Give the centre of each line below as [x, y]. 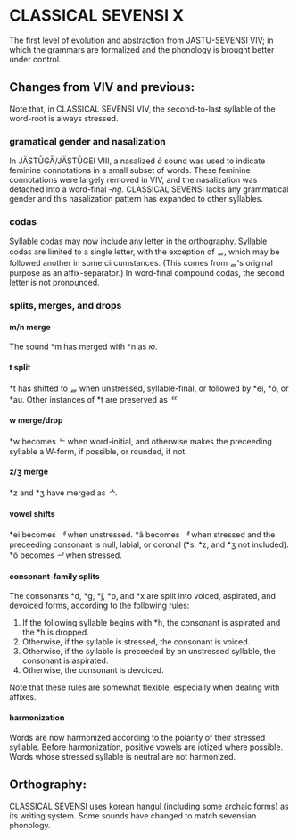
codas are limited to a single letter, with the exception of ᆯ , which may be [145, 252]
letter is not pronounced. [54, 283]
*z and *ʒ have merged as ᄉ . [63, 493]
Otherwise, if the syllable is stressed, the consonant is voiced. [136, 642]
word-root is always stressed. [64, 118]
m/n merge [30, 327]
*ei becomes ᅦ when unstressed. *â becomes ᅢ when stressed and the [142, 535]
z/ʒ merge [29, 472]
